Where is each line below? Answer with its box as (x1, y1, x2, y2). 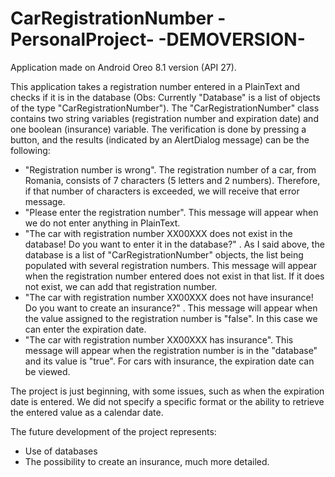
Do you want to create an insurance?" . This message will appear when (24, 302, 318, 314)
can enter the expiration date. (24, 323, 147, 335)
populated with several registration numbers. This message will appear (24, 259, 317, 271)
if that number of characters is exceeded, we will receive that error (24, 185, 300, 197)
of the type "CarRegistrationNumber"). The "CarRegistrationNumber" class (10, 102, 320, 114)
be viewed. (24, 365, 71, 377)
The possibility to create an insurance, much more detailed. (24, 455, 270, 467)
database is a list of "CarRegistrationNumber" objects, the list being (24, 248, 304, 261)
